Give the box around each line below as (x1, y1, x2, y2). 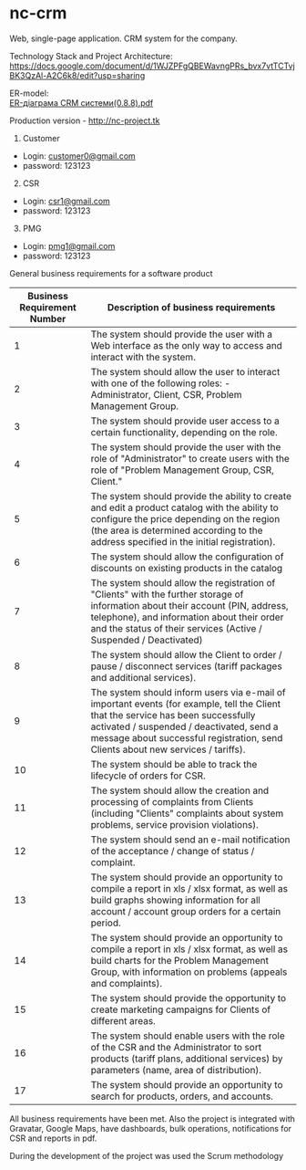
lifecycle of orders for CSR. (90, 769, 207, 782)
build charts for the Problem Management (90, 954, 270, 966)
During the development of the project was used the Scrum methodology (9, 1150, 284, 1161)
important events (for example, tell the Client (90, 697, 280, 710)
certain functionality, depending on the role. (90, 425, 278, 438)
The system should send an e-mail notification (90, 833, 291, 846)
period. (90, 916, 121, 929)
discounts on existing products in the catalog (90, 561, 283, 574)
